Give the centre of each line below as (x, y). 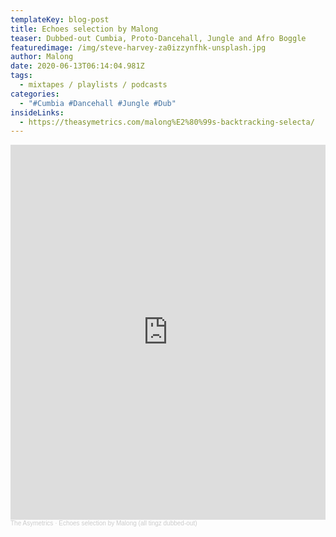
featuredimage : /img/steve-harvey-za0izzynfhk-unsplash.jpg (138, 47)
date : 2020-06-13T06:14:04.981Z (77, 66)
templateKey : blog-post (60, 19)
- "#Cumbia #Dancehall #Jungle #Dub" (98, 103)
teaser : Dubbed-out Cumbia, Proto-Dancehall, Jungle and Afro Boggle (158, 38)
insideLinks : (37, 112)
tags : (21, 76)
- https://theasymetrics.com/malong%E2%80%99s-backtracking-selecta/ (167, 122)
